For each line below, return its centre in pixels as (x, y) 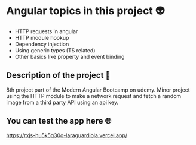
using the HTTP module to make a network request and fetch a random (94, 96)
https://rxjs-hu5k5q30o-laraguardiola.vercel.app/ (67, 135)
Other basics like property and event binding (70, 56)
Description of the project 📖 (59, 75)
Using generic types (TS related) (55, 50)
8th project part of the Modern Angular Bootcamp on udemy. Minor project (98, 90)
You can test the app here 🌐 (59, 121)
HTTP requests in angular (46, 31)
